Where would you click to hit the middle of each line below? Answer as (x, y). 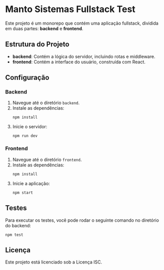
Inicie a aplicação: (31, 183)
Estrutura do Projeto (37, 44)
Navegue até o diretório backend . (46, 103)
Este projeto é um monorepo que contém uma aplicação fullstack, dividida (82, 23)
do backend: (18, 225)
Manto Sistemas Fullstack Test (70, 9)
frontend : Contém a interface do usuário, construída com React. (79, 62)
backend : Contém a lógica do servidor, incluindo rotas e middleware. (84, 56)
